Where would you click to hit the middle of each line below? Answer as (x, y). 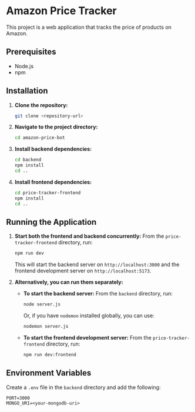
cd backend (28, 160)
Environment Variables (49, 373)
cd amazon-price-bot (40, 138)
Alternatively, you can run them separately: (69, 282)
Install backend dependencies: (53, 149)
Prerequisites (31, 52)
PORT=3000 (18, 398)
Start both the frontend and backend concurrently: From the (89, 236)
